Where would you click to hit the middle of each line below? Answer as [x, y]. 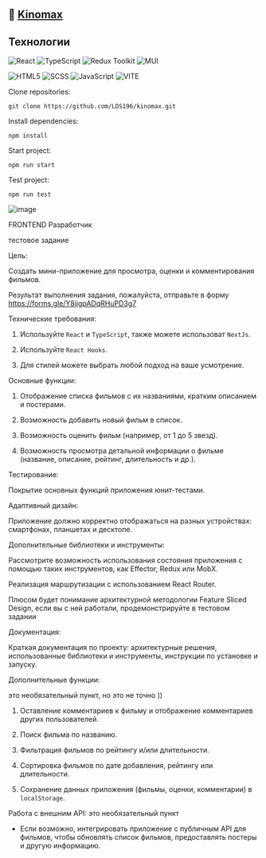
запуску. [23, 664]
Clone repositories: [39, 92]
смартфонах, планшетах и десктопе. [70, 530]
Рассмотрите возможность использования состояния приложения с [125, 560]
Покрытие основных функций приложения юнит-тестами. [107, 490]
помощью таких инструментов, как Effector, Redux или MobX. [113, 569]
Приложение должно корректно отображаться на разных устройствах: [130, 521]
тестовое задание [39, 241]
